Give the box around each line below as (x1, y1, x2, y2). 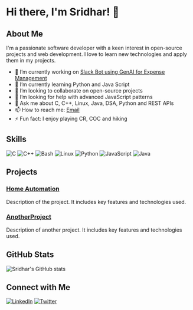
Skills (6, 134, 27, 144)
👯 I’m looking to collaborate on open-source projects (14, 87, 143, 94)
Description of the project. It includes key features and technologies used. (6, 198, 187, 205)
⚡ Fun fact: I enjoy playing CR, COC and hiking (14, 115, 128, 122)
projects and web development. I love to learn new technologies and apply (6, 51, 187, 58)
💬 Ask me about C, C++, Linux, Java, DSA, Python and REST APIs (14, 100, 174, 107)
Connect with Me (6, 282, 71, 292)
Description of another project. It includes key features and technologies (6, 226, 182, 233)
